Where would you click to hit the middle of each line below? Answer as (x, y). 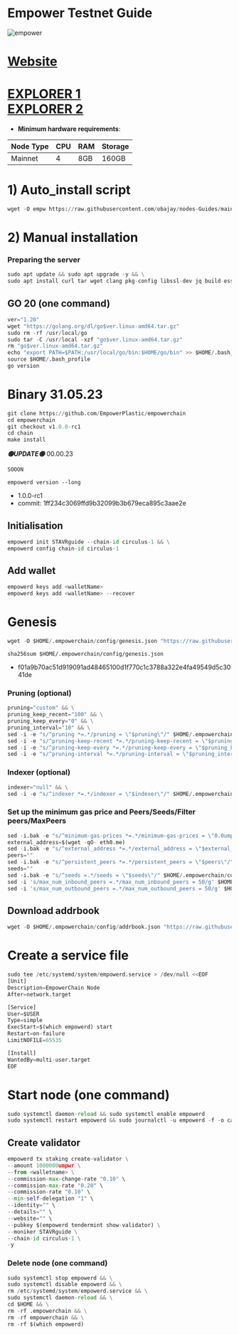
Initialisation (35, 525)
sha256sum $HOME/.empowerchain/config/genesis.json (85, 654)
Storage (116, 147)
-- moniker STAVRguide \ (43, 1232)
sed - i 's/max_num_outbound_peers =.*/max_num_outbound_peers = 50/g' (114, 888)
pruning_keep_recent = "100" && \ (55, 715)
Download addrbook (53, 911)
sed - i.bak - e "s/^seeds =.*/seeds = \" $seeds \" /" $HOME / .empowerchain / (117, 875)
